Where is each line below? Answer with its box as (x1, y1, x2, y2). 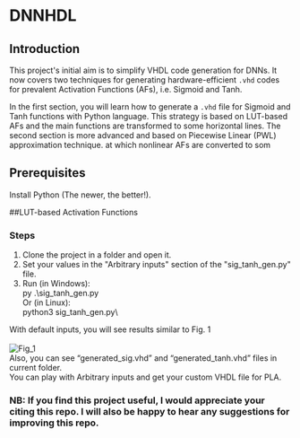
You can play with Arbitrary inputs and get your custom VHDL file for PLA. (9, 372, 282, 382)
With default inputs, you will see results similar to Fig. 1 (9, 324, 211, 335)
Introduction (9, 41, 81, 57)
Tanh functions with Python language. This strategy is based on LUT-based (9, 111, 288, 121)
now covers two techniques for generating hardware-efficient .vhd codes (9, 74, 280, 85)
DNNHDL (9, 5, 77, 26)
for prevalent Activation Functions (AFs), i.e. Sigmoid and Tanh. (9, 84, 243, 94)
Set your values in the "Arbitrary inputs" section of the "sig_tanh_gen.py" (21, 259, 291, 270)
